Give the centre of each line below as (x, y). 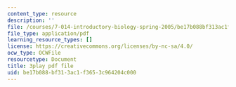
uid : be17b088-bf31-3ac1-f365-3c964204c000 (72, 72)
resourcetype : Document (42, 60)
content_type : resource (42, 14)
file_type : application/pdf (48, 33)
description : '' (31, 20)
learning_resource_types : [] (50, 40)
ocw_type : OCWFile (34, 53)
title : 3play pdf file (40, 66)
